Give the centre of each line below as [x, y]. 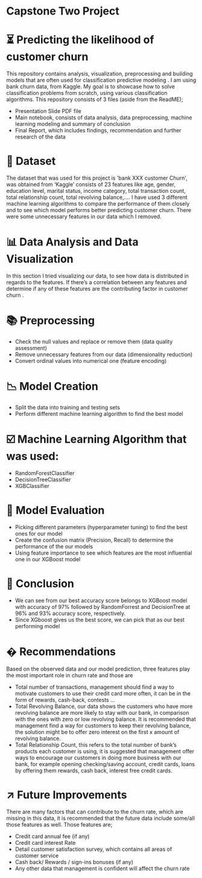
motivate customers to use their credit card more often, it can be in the [103, 693]
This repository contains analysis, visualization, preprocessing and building [99, 74]
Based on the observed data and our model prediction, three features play [98, 669]
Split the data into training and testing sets [68, 407]
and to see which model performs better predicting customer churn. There [99, 210]
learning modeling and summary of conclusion [73, 124]
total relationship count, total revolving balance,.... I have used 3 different [97, 197]
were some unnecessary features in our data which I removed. [84, 216]
